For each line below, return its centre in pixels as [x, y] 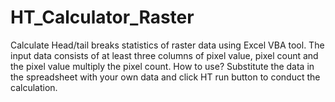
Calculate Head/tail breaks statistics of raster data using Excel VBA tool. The [167, 45]
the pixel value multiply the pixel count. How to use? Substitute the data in [162, 66]
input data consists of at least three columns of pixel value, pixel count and [164, 55]
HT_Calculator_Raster [102, 17]
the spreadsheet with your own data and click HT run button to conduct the [165, 77]
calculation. [34, 87]
